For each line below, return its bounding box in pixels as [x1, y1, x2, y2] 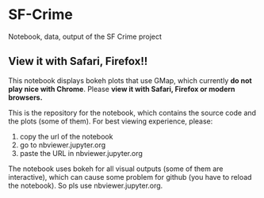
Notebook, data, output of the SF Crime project [8, 32, 163, 41]
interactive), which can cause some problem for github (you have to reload [8, 172, 252, 181]
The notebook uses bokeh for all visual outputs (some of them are [8, 164, 224, 173]
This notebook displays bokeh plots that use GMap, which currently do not [8, 75, 252, 85]
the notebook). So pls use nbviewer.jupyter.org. [8, 181, 163, 190]
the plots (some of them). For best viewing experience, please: [8, 116, 213, 126]
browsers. [8, 93, 43, 102]
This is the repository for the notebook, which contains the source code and [8, 108, 256, 117]
